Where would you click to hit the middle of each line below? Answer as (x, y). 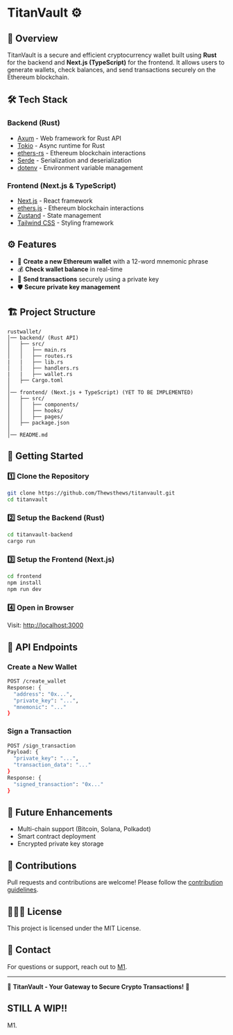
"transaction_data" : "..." (52, 765)
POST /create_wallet (37, 681)
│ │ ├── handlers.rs (43, 368)
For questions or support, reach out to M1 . (67, 966)
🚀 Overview (33, 39)
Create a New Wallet (42, 667)
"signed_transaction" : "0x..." (59, 784)
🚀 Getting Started (45, 456)
